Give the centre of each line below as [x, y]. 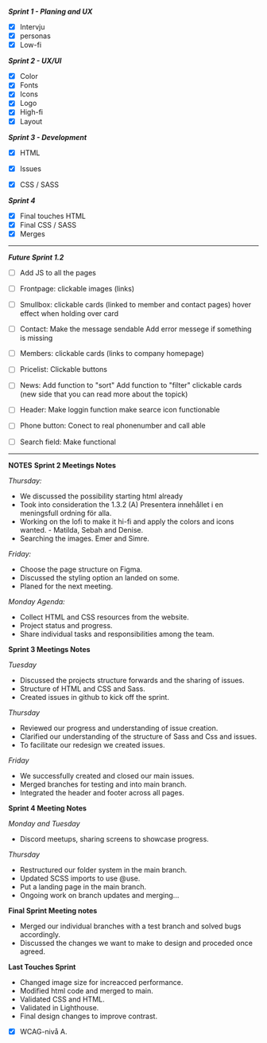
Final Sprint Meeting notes [53, 910]
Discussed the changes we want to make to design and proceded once [136, 943]
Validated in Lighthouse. [59, 1007]
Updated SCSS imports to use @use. [80, 878]
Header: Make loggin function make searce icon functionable [120, 410]
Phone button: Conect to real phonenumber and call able [112, 426]
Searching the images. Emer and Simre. [84, 538]
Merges [32, 233]
